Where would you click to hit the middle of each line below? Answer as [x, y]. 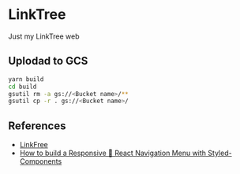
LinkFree [34, 145]
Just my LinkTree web [44, 36]
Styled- [220, 153]
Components [41, 161]
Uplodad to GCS [48, 61]
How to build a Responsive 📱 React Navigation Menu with [113, 153]
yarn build [26, 79]
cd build [22, 87]
